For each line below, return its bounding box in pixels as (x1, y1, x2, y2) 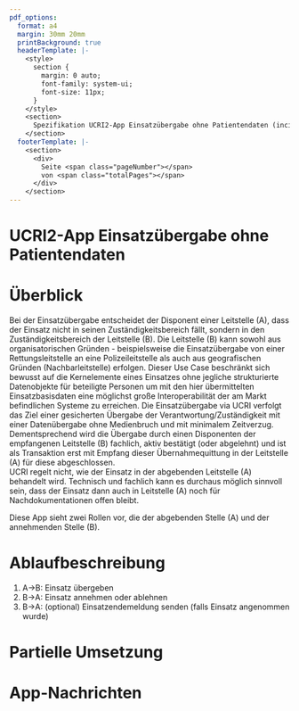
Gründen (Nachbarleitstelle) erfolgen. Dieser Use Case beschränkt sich (9, 362, 271, 373)
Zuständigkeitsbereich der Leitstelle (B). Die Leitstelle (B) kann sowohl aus (9, 334, 282, 344)
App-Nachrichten (9, 683, 142, 703)
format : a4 (17, 21, 58, 30)
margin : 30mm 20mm (17, 29, 86, 38)
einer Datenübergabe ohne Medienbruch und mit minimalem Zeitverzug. (9, 419, 274, 430)
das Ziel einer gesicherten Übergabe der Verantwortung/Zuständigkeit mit (9, 409, 280, 420)
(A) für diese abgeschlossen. (9, 457, 116, 468)
